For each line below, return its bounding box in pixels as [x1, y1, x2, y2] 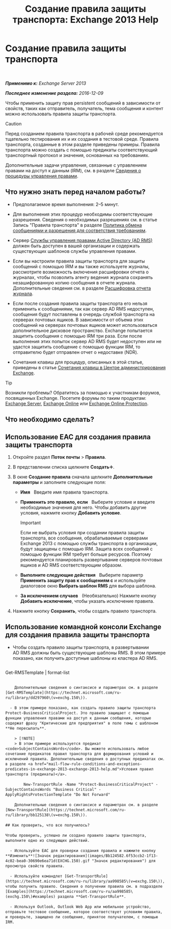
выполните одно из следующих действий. [5, 838, 90, 843]
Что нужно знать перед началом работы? [5, 188, 146, 196]
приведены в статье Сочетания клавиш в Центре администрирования [12, 364, 166, 370]
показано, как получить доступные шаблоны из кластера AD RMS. [12, 655, 158, 661]
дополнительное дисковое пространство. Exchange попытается [12, 327, 153, 333]
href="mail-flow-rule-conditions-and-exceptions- [35, 761, 142, 766]
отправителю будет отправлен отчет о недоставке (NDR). [12, 349, 138, 355]
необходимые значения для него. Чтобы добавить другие [20, 504, 147, 510]
